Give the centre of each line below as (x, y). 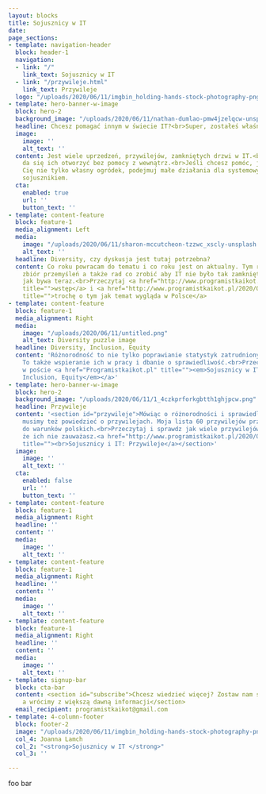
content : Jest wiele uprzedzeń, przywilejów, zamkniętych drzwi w (127, 156)
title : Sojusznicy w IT (47, 23)
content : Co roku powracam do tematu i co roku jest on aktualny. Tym (134, 267)
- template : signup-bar (47, 680)
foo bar (20, 784)
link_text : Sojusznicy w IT (68, 75)
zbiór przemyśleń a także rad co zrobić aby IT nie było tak (125, 274)
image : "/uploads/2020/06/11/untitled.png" (95, 333)
